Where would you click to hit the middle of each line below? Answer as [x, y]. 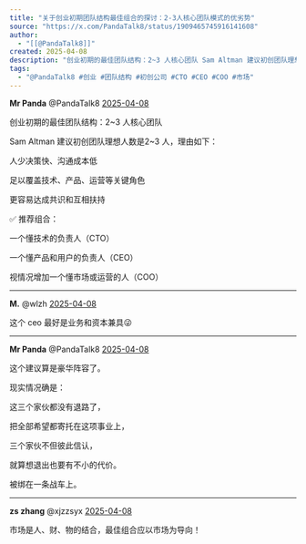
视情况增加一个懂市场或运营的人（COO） [87, 277]
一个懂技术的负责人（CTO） [62, 238]
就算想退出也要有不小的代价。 [65, 465]
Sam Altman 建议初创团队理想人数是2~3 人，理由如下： [114, 141]
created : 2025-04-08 [49, 52]
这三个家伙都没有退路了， [57, 406]
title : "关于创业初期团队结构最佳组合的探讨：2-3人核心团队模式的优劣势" [132, 18]
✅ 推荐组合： [34, 219]
